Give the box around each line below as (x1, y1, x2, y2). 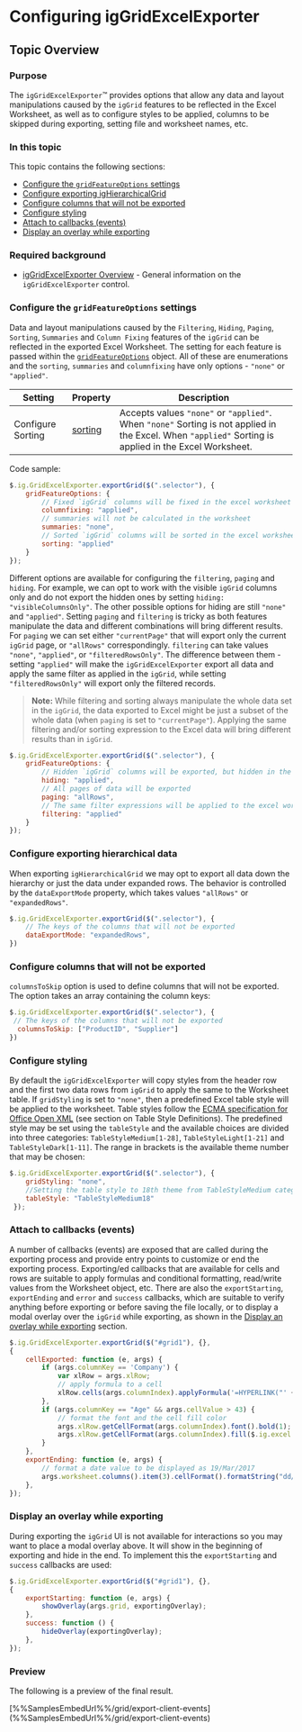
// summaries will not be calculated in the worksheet (41, 514, 252, 523)
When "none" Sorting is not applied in (120, 417, 277, 430)
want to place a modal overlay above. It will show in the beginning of (9, 1540, 263, 1551)
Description (178, 391, 230, 404)
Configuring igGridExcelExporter (9, 6, 260, 27)
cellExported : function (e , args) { (25, 1355, 164, 1364)
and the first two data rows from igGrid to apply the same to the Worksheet (9, 1084, 289, 1095)
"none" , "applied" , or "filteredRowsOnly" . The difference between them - (9, 648, 281, 659)
